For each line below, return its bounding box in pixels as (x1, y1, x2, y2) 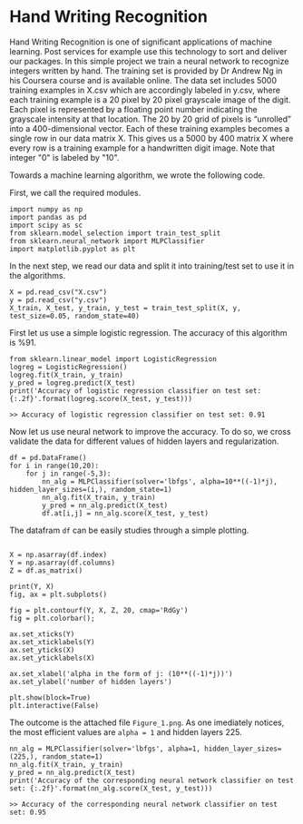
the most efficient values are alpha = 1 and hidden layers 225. (9, 726, 242, 737)
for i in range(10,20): (9, 461, 100, 470)
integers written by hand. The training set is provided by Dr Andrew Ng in (9, 65, 283, 76)
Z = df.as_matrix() (9, 565, 83, 575)
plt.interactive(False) (9, 701, 100, 710)
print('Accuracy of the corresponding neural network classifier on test (9, 776, 295, 785)
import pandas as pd (9, 212, 88, 221)
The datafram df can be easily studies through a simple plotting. (9, 525, 249, 535)
